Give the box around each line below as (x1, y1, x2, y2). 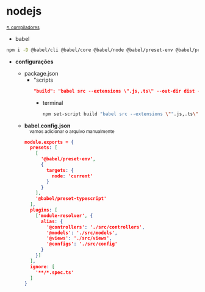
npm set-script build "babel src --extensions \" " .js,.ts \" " (42, 111, 201, 117)
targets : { (46, 167, 74, 173)
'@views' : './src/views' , (46, 235, 112, 241)
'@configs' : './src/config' (46, 241, 118, 247)
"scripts (33, 76, 54, 84)
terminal (42, 99, 63, 106)
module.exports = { (24, 139, 74, 145)
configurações (15, 58, 54, 65)
